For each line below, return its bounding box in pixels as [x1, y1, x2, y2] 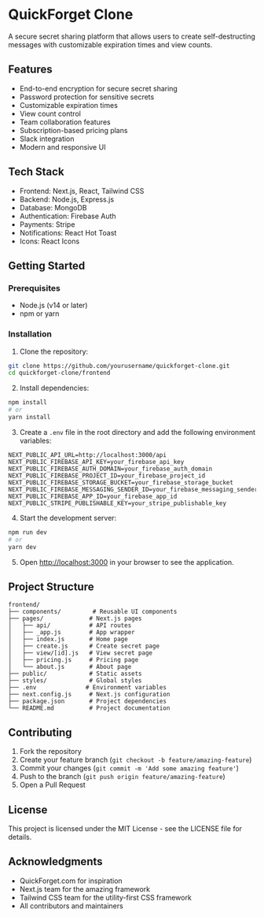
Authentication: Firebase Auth [19, 211, 116, 221]
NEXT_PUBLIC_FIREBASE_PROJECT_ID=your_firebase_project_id [8, 471, 206, 480]
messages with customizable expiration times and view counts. [8, 39, 213, 49]
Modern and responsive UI [19, 142, 106, 151]
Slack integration [19, 134, 75, 143]
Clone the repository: [19, 347, 89, 356]
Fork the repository [19, 747, 82, 756]
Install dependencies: [19, 384, 90, 393]
